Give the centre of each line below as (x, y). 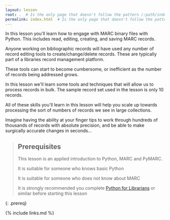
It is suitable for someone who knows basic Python (71, 169)
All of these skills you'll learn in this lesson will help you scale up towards (81, 105)
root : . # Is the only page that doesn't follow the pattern (72, 15)
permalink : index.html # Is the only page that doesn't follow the (79, 19)
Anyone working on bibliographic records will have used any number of (80, 49)
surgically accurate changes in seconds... (49, 131)
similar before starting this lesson (52, 194)
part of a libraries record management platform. (55, 60)
